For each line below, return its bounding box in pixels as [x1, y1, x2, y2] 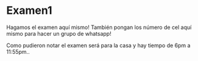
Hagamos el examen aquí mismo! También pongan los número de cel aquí [6, 24, 192, 31]
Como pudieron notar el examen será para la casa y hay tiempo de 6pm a [6, 42, 191, 49]
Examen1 [6, 4, 53, 18]
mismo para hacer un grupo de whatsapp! [6, 30, 111, 37]
